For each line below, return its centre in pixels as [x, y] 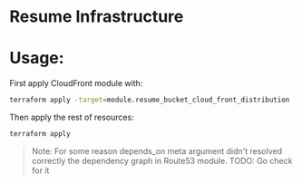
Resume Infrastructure [97, 17]
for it [40, 170]
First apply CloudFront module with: [76, 83]
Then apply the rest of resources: [72, 117]
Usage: [37, 58]
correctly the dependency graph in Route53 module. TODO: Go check [162, 160]
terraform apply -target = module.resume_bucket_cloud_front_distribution [150, 100]
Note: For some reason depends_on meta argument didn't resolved [157, 150]
